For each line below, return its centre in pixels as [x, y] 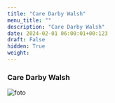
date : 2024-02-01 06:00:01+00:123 [58, 33]
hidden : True [26, 46]
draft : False [26, 40]
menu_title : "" [29, 20]
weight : [19, 53]
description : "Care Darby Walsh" [56, 27]
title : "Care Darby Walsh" [47, 14]
